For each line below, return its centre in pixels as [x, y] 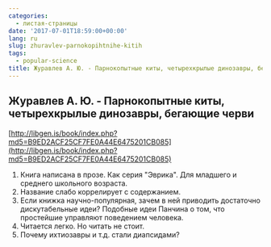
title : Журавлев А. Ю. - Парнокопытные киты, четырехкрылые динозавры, [131, 69]
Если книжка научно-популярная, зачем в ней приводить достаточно [140, 200]
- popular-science [47, 61]
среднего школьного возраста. [73, 183]
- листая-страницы [47, 23]
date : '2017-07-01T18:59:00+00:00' [68, 31]
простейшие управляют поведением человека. [102, 217]
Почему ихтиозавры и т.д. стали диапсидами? [100, 234]
